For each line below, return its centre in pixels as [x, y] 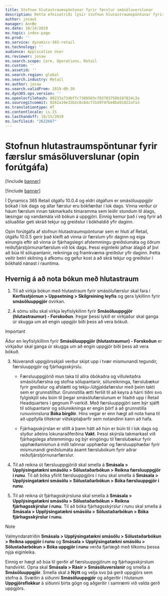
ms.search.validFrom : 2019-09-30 [40, 89]
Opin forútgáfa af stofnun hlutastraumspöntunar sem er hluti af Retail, [77, 231]
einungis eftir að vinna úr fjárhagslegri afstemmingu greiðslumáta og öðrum [83, 242]
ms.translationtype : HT [30, 107]
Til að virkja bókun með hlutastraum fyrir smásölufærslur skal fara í [81, 291]
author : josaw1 [21, 19]
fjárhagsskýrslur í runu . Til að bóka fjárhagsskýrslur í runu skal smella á [87, 506]
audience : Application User [34, 51]
